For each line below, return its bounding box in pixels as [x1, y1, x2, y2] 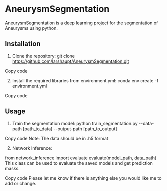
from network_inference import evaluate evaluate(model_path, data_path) [5, 155, 157, 161]
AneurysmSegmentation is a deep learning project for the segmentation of [5, 20, 158, 26]
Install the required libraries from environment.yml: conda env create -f [12, 77, 159, 83]
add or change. [5, 180, 36, 186]
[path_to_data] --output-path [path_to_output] [23, 126, 117, 132]
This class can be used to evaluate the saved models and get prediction [5, 160, 153, 166]
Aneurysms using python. [5, 25, 58, 31]
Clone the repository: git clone [12, 53, 75, 59]
